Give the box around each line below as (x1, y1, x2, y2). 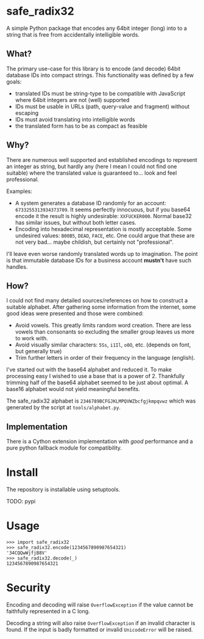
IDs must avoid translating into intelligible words (15, 115, 135, 123)
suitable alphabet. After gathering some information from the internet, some (6, 304, 197, 311)
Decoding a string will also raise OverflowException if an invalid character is (6, 619, 195, 627)
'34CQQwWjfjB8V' (6, 550, 47, 557)
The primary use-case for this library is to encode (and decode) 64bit (6, 65, 181, 72)
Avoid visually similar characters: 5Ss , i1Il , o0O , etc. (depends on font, (15, 341, 191, 349)
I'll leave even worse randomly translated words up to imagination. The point (6, 250, 198, 257)
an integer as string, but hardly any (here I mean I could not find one (6, 162, 177, 170)
